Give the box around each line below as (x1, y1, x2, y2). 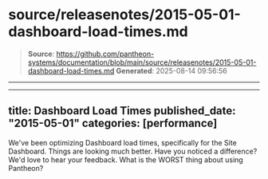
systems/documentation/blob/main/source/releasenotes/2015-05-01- (27, 58, 257, 67)
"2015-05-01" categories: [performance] (8, 117, 218, 130)
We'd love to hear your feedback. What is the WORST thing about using (8, 154, 243, 165)
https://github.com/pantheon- (56, 49, 155, 58)
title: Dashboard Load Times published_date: (8, 104, 237, 117)
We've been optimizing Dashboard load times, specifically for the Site (8, 137, 237, 147)
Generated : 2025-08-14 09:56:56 (116, 66, 227, 75)
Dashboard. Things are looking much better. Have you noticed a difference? (8, 146, 258, 156)
